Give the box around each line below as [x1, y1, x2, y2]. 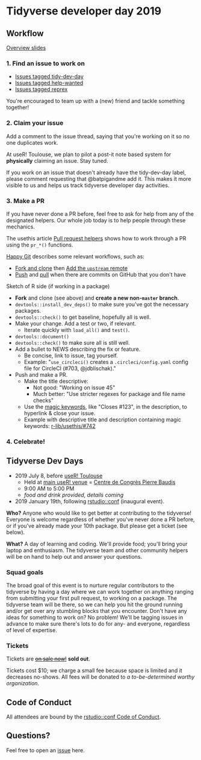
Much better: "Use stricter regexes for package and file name [32, 390, 185, 397]
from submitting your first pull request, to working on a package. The [6, 594, 178, 601]
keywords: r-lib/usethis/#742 [23, 422, 96, 429]
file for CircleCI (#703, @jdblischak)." [23, 365, 116, 372]
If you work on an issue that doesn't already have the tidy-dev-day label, [6, 169, 187, 176]
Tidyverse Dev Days [6, 456, 84, 466]
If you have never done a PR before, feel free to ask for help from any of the [6, 210, 194, 218]
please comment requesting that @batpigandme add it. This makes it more [6, 175, 191, 182]
